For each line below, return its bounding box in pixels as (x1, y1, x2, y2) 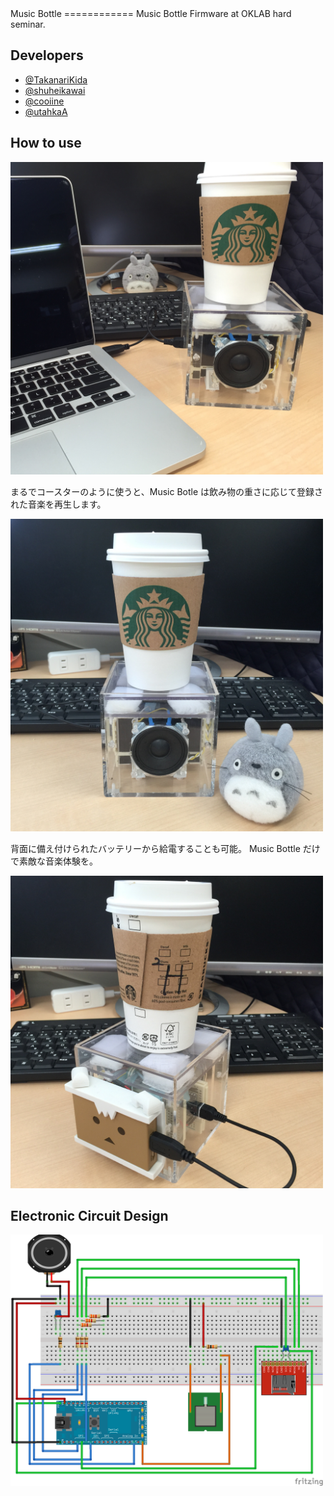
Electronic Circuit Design (10, 1208, 169, 1225)
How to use (10, 135, 82, 152)
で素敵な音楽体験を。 (10, 855, 98, 867)
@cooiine (24, 95, 65, 107)
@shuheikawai (24, 84, 86, 96)
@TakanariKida (24, 73, 88, 86)
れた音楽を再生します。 (10, 498, 107, 510)
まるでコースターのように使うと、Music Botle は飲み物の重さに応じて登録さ (10, 485, 324, 497)
